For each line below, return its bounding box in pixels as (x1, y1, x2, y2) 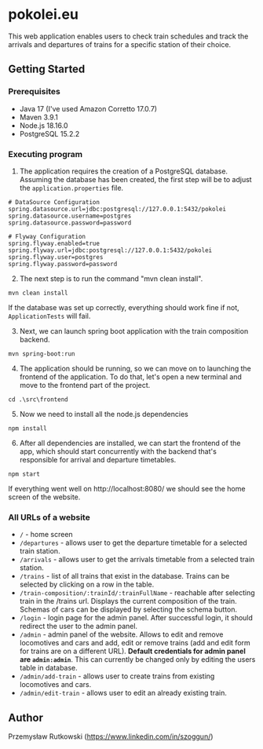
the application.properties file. (19, 183, 124, 192)
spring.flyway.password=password (8, 260, 118, 268)
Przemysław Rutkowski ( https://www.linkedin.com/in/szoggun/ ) (8, 732, 214, 741)
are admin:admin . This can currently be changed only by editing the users (19, 655, 256, 664)
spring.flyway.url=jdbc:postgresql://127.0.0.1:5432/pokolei (8, 246, 213, 254)
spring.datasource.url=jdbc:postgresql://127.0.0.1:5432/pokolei (8, 205, 226, 213)
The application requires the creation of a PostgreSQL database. (19, 166, 228, 176)
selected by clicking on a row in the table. (19, 579, 155, 590)
